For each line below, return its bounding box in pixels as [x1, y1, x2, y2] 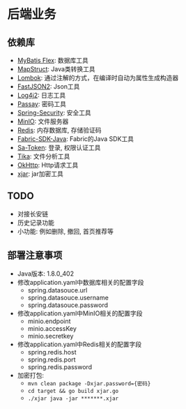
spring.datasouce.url [27, 285, 88, 294]
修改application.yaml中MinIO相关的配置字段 [17, 308, 143, 318]
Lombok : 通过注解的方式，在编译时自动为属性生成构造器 [17, 74, 179, 82]
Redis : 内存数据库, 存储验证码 [17, 126, 102, 134]
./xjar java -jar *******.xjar [27, 395, 119, 402]
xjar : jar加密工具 [17, 170, 64, 178]
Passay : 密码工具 [17, 100, 66, 108]
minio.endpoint [27, 317, 71, 325]
